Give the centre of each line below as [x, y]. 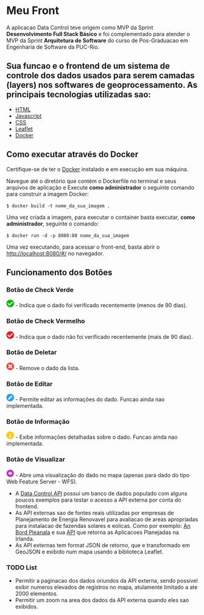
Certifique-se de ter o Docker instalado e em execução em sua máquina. [97, 169]
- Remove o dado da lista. [47, 368]
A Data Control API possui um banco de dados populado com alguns [101, 493]
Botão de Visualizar [36, 460]
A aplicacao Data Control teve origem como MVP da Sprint [80, 27]
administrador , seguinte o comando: [53, 224]
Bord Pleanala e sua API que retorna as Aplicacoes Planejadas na [97, 532]
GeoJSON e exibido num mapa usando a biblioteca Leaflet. [89, 552]
